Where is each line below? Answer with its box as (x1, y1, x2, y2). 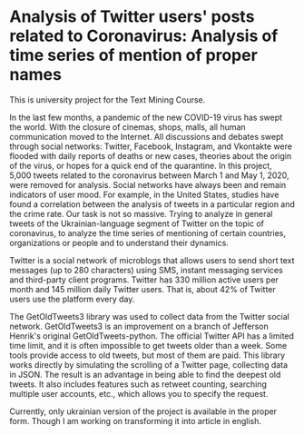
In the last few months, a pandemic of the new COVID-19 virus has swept (9, 112, 283, 123)
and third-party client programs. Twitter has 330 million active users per (9, 274, 279, 285)
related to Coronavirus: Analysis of (9, 25, 279, 46)
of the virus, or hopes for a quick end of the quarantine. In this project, (9, 160, 272, 171)
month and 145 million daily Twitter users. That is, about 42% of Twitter (9, 283, 277, 294)
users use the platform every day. (9, 293, 135, 304)
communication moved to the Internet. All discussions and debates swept (9, 131, 284, 142)
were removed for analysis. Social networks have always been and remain (9, 179, 287, 190)
